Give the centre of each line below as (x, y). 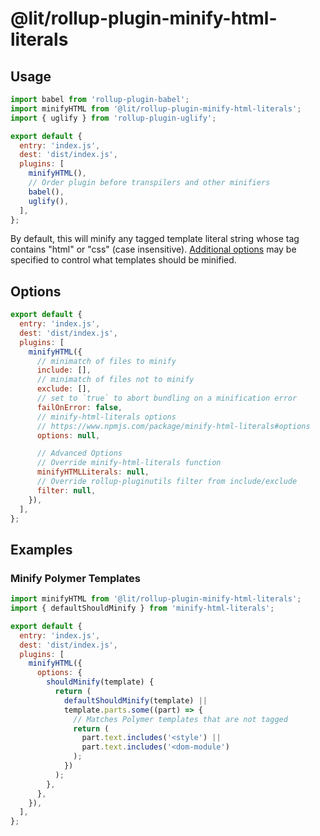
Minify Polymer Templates (75, 578)
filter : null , (66, 490)
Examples (41, 549)
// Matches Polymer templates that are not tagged (180, 719)
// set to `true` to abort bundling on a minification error (167, 398)
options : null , (68, 435)
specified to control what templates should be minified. (123, 260)
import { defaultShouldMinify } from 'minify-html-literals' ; (142, 608)
